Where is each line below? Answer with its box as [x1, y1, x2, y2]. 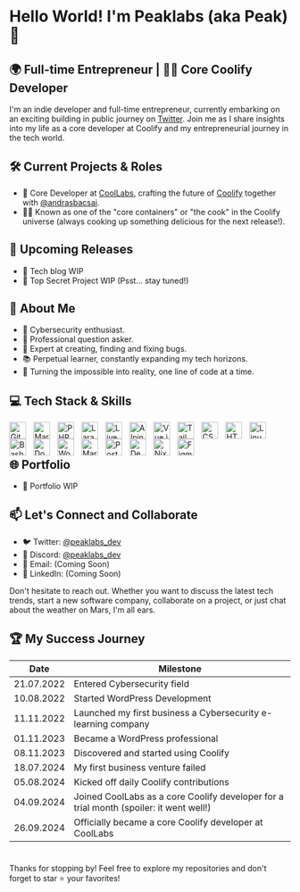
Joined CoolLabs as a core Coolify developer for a [73, 790, 284, 803]
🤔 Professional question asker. [21, 334, 134, 345]
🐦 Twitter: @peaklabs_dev [21, 536, 122, 546]
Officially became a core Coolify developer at [73, 815, 263, 828]
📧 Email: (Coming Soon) [21, 558, 110, 569]
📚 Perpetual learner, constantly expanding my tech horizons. [21, 354, 248, 364]
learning [73, 717, 109, 729]
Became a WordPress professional [73, 732, 219, 745]
